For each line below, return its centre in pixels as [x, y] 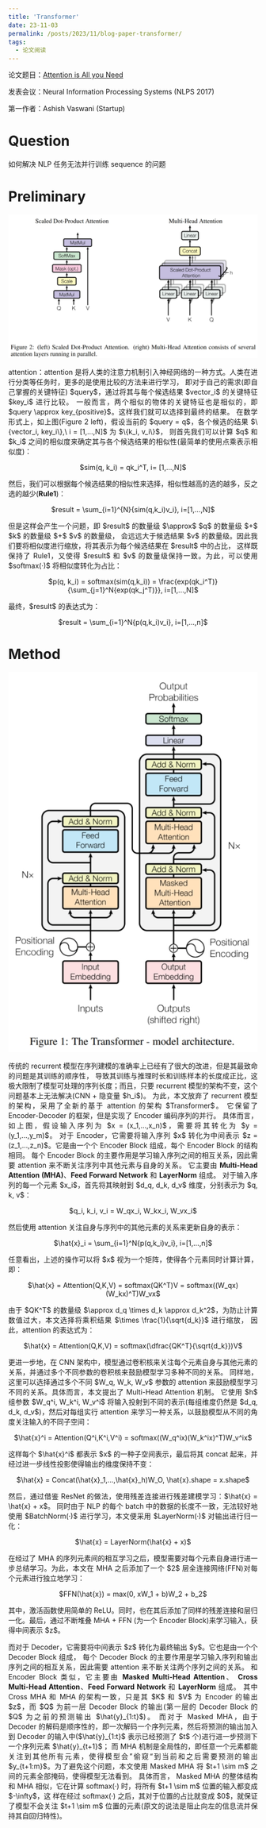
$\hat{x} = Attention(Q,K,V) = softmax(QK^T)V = [106, 1286]
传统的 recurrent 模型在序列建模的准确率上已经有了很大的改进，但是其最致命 [133, 1066]
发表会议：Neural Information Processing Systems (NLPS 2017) [112, 92]
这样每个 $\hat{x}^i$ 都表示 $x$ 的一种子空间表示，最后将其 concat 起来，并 [133, 1454]
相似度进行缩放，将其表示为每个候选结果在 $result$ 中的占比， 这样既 [143, 546]
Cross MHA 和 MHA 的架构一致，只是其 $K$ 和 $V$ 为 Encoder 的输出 [133, 1697]
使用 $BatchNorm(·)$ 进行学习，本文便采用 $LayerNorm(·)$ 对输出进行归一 [133, 1516]
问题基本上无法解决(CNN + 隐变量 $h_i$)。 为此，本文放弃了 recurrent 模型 [133, 1096]
